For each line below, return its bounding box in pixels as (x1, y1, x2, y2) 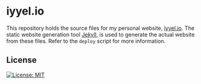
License (6, 55, 37, 65)
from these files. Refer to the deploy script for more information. (6, 37, 166, 44)
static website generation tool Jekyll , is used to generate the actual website (6, 30, 195, 38)
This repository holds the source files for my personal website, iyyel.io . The (6, 24, 195, 32)
